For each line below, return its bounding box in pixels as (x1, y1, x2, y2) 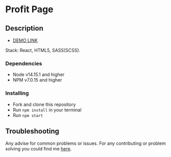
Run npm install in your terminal (12, 107, 82, 113)
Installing (5, 90, 29, 97)
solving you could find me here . (5, 146, 72, 152)
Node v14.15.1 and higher (12, 71, 65, 77)
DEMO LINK (12, 37, 38, 43)
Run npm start (12, 112, 43, 118)
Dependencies (5, 60, 42, 67)
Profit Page (5, 4, 54, 15)
